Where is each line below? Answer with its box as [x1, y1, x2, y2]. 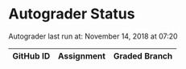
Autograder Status [8, 5, 135, 23]
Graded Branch [113, 50, 173, 61]
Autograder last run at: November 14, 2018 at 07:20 [8, 31, 179, 41]
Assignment [57, 50, 106, 61]
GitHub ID [12, 50, 51, 61]
